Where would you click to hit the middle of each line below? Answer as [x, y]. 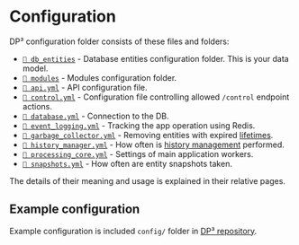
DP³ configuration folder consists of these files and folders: [119, 41]
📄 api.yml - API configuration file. [85, 87]
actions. [37, 106]
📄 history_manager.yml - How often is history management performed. [154, 144]
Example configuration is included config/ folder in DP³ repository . [133, 231]
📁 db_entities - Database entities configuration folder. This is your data [156, 58]
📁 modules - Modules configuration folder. [100, 77]
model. [35, 68]
